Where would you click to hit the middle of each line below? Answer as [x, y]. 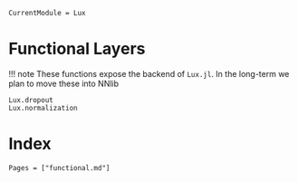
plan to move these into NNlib [64, 83]
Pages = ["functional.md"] [59, 168]
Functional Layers [77, 49]
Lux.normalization [43, 108]
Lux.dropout [31, 100]
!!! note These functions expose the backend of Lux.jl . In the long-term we [149, 73]
